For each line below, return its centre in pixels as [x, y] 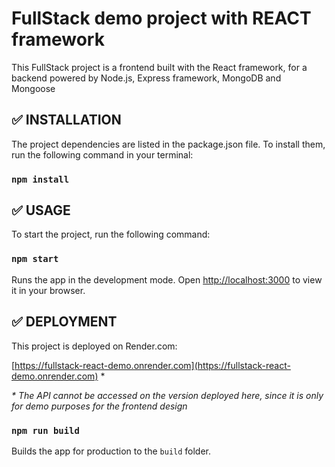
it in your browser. [48, 290]
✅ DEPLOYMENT [64, 322]
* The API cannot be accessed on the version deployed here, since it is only [167, 395]
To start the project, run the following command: [111, 234]
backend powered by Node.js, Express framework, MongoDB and [146, 78]
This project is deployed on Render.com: [94, 346]
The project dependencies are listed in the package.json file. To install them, [168, 144]
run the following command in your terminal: [102, 154]
